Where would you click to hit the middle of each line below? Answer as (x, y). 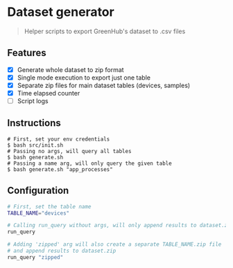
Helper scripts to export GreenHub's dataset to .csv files (105, 31)
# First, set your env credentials (59, 139)
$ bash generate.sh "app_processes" (60, 169)
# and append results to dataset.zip (62, 251)
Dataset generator (61, 12)
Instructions (34, 123)
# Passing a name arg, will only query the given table (89, 163)
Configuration (38, 191)
